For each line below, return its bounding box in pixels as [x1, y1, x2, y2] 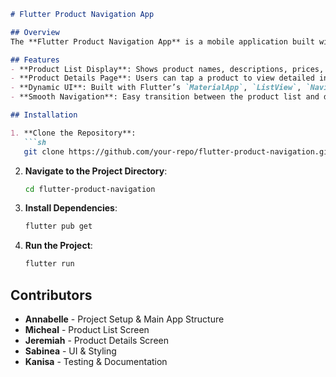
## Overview [10, 27, 60, 37]
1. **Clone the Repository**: [10, 128, 137, 138]
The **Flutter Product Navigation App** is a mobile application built [10, 36, 315, 47]
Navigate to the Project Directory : [24, 165, 168, 177]
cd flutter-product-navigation [24, 184, 156, 194]
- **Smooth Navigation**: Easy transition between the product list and [10, 92, 320, 102]
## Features [10, 55, 60, 65]
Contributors [10, 286, 93, 304]
